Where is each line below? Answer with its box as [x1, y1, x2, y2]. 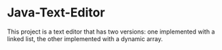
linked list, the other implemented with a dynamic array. [7, 34, 163, 42]
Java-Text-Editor [7, 5, 105, 21]
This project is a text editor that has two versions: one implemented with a [7, 27, 215, 36]
